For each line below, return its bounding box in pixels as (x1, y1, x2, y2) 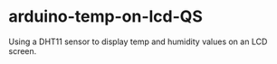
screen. (8, 45, 37, 56)
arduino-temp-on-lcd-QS (8, 6, 203, 27)
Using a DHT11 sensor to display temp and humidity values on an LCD (8, 36, 268, 47)
